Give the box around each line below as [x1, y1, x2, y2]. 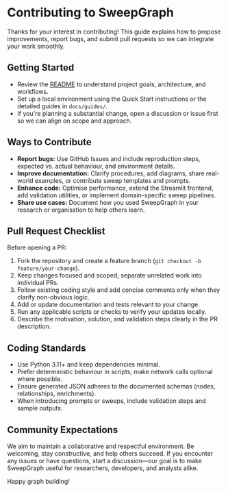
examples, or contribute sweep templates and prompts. [34, 176, 191, 184]
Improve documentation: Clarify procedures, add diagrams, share [16, 169, 205, 177]
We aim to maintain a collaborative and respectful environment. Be [7, 442, 194, 450]
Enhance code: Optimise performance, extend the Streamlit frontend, [16, 184, 214, 192]
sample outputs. [16, 404, 63, 413]
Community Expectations [7, 423, 118, 436]
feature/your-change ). [16, 264, 80, 272]
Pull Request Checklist [7, 225, 105, 237]
